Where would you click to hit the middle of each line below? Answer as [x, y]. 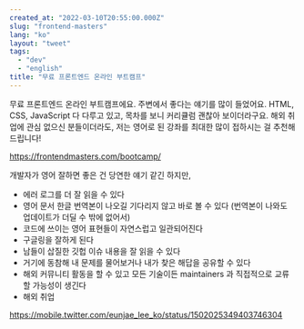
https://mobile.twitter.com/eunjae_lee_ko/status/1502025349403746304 [146, 314]
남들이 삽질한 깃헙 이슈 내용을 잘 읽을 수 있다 [101, 251]
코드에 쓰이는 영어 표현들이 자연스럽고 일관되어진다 [112, 228]
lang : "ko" [30, 35]
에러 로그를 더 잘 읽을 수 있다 [73, 194]
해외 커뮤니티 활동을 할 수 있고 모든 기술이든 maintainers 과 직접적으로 [147, 274]
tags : [20, 52]
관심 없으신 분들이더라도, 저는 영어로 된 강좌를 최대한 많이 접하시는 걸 [148, 126]
